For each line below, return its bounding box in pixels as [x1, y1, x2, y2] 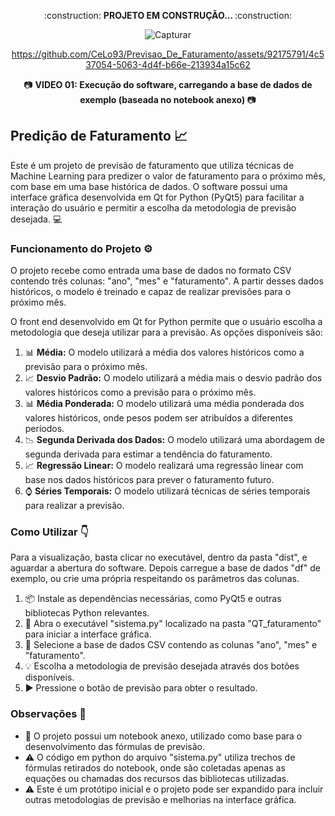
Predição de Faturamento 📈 [10, 128, 188, 145]
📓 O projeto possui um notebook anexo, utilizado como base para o [24, 730, 303, 742]
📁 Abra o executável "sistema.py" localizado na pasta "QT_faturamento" [24, 618, 322, 630]
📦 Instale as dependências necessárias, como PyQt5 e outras [24, 593, 282, 605]
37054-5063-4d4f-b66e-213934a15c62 [85, 59, 251, 70]
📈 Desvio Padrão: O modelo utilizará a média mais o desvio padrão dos [24, 372, 323, 384]
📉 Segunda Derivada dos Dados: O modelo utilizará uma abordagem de [24, 434, 325, 446]
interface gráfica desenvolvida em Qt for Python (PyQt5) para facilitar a [10, 191, 305, 203]
